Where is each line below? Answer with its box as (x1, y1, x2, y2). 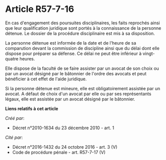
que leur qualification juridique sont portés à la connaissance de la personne (5, 25, 162, 31)
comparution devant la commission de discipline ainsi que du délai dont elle (5, 45, 160, 51)
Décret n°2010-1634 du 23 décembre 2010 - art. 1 (12, 125, 114, 131)
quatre (5, 55, 19, 61)
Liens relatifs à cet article (5, 106, 58, 111)
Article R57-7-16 (5, 3, 74, 15)
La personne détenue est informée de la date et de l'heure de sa (5, 40, 136, 46)
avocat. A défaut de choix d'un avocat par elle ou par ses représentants (5, 91, 152, 97)
